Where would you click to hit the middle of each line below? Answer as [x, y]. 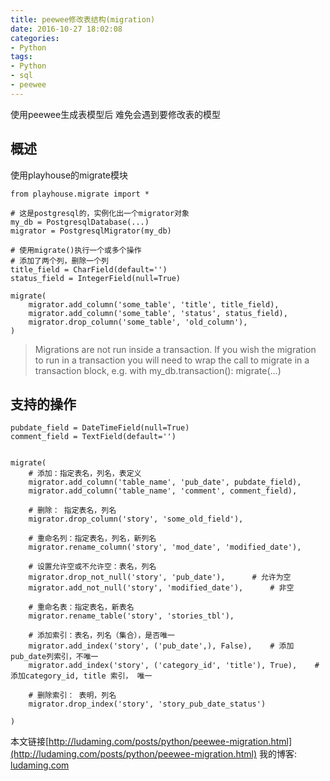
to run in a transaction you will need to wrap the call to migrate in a [172, 360]
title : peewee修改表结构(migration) [83, 19]
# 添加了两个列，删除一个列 [60, 261]
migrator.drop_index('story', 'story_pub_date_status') [147, 704]
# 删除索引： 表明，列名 [72, 696]
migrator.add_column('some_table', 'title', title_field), [154, 304]
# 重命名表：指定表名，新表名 [81, 607]
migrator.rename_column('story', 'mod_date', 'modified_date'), [165, 547]
